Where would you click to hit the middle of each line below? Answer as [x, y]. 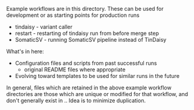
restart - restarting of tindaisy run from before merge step [87, 33]
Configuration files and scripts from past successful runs [86, 63]
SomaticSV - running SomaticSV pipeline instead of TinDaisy [91, 40]
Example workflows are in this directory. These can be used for [85, 9]
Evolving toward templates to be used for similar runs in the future [97, 76]
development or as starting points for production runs [73, 15]
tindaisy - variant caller [44, 27]
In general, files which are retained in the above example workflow [89, 88]
